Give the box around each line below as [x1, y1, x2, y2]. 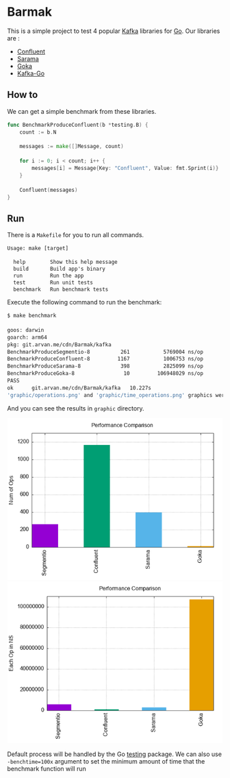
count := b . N [19, 128, 57, 136]
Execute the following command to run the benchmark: [7, 298, 162, 306]
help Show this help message [13, 258, 118, 266]
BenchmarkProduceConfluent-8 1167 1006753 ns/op [7, 356, 204, 363]
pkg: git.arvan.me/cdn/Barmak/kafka [7, 341, 112, 348]
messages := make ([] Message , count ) [19, 143, 125, 150]
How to [7, 89, 38, 101]
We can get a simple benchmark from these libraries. [7, 107, 157, 115]
